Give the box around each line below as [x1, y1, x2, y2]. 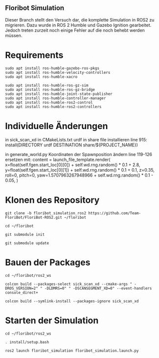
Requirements [5, 50, 64, 61]
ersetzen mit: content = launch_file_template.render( [5, 157, 111, 162]
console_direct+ [5, 290, 38, 295]
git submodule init [5, 232, 45, 237]
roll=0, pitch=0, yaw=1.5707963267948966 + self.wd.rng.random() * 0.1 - [5, 172, 153, 178]
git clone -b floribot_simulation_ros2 [5, 210, 87, 216]
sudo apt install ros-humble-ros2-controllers [5, 104, 102, 109]
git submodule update [5, 241, 49, 246]
